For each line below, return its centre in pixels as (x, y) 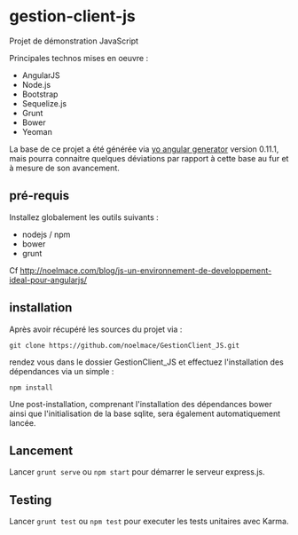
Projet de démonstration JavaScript (74, 41)
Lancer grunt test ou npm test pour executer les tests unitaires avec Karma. (149, 522)
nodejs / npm (46, 234)
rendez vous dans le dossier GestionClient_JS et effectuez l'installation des (146, 362)
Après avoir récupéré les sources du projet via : (96, 329)
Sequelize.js (44, 103)
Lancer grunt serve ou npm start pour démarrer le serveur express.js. (137, 472)
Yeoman (37, 131)
